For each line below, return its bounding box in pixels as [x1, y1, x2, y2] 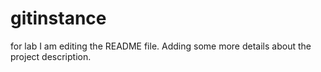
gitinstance [10, 7, 107, 30]
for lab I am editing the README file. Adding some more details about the [10, 40, 312, 52]
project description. [10, 50, 92, 62]
